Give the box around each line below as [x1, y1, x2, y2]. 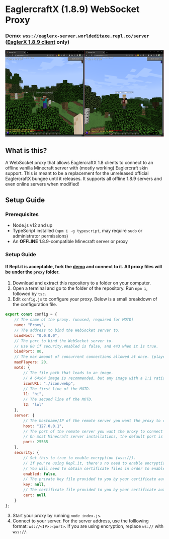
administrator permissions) [12, 233, 68, 239]
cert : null [23, 493, 46, 498]
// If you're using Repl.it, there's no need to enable [23, 460, 143, 466]
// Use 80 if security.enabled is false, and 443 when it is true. [14, 344, 158, 349]
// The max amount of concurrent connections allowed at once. [14, 354, 150, 360]
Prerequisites [5, 211, 39, 218]
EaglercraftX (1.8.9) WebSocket [5, 4, 140, 15]
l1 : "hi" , [23, 392, 44, 397]
